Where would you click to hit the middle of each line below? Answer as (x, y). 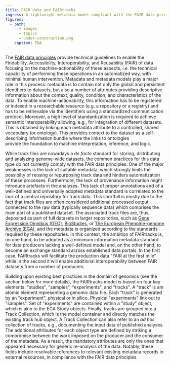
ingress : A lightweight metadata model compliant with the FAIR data (80, 15)
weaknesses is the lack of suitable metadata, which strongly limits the (78, 169)
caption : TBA (28, 43)
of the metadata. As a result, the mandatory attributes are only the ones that (84, 341)
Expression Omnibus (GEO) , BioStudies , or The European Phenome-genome (85, 223)
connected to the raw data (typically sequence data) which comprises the (82, 207)
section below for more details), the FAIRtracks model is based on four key (83, 281)
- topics (28, 33)
